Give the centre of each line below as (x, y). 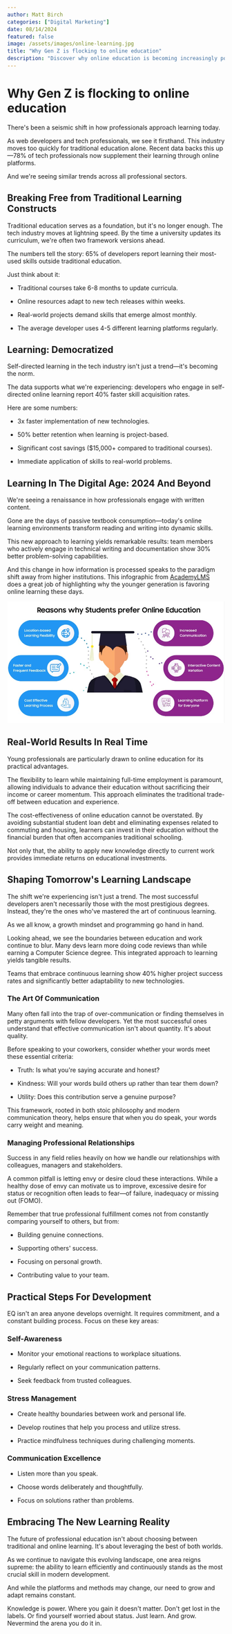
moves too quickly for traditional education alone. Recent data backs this (111, 148)
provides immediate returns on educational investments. (87, 857)
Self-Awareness (35, 1338)
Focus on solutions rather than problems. (76, 1500)
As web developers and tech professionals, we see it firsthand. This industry (116, 140)
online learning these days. (46, 592)
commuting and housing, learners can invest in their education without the (113, 830)
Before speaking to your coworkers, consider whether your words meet (109, 1049)
